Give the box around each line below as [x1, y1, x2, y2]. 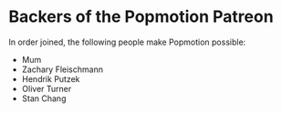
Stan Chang [21, 93, 67, 104]
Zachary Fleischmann [21, 64, 104, 75]
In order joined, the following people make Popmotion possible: [8, 36, 246, 47]
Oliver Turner [21, 83, 72, 94]
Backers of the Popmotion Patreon [8, 6, 275, 27]
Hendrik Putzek [21, 73, 80, 84]
